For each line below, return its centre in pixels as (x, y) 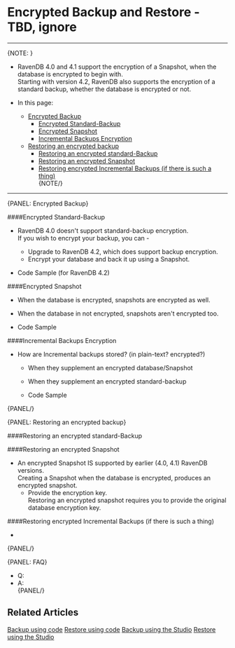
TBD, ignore (42, 27)
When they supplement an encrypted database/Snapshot (111, 367)
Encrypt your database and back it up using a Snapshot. (109, 259)
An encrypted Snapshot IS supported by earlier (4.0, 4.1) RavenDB (112, 463)
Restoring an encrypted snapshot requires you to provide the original (127, 500)
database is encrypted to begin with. (70, 74)
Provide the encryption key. (67, 492)
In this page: (35, 102)
